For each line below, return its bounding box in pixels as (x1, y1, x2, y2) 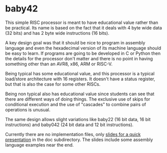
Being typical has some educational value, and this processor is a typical (5, 70, 155, 76)
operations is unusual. (5, 107, 51, 113)
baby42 (5, 3, 38, 14)
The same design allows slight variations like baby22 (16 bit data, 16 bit (5, 116, 151, 122)
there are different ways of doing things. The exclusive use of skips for (5, 96, 151, 102)
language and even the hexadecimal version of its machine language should (5, 45, 162, 51)
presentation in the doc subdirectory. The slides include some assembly (5, 137, 153, 143)
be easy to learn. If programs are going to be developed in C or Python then (5, 50, 161, 56)
